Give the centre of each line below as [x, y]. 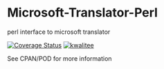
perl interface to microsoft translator [59, 32]
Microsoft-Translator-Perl [82, 13]
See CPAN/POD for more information [60, 58]
